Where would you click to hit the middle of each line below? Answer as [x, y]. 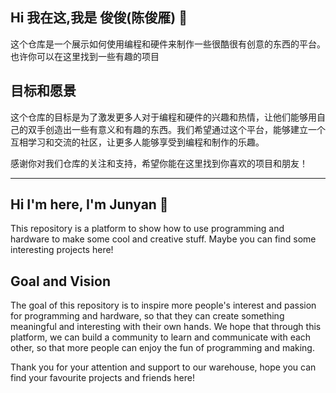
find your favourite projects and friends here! [103, 378]
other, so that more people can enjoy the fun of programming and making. [162, 348]
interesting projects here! [62, 250]
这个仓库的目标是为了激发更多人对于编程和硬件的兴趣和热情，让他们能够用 [163, 117]
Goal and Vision [60, 281]
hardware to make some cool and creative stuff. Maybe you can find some [163, 239]
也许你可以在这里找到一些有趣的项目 [85, 56]
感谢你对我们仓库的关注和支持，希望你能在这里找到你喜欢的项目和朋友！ [159, 163]
